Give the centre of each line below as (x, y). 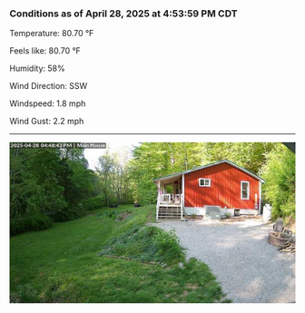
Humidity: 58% (37, 68)
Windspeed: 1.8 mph (48, 103)
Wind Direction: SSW (49, 86)
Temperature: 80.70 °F (52, 34)
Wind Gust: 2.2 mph (47, 122)
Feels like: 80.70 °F (45, 51)
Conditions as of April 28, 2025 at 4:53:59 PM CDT (123, 14)
